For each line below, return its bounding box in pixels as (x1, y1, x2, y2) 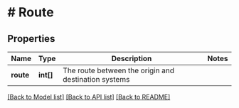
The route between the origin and (63, 65, 174, 75)
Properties (7, 33, 55, 45)
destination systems (63, 75, 130, 84)
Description (111, 54, 152, 63)
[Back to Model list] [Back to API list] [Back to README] (7, 93, 171, 101)
